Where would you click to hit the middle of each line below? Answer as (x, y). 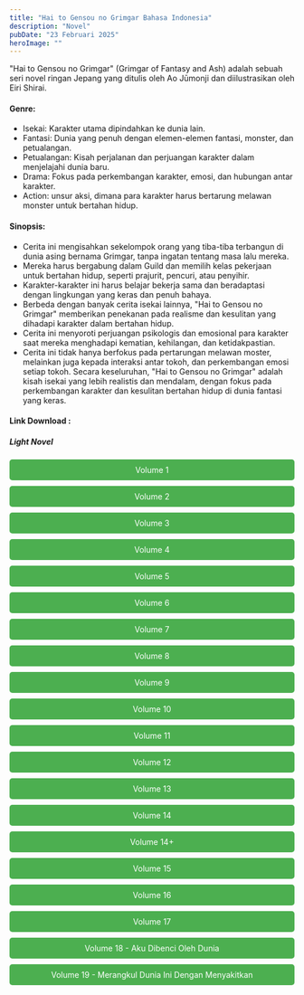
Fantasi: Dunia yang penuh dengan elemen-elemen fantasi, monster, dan (158, 138)
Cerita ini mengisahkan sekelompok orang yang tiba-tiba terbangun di (153, 246)
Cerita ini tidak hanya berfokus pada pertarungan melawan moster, (147, 352)
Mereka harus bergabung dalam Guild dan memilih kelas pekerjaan (147, 265)
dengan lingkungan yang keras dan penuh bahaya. (117, 294)
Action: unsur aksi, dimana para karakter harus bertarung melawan (147, 196)
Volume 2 (152, 497)
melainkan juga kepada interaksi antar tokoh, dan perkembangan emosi (156, 362)
